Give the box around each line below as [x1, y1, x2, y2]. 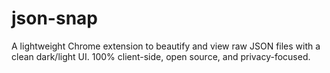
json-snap [11, 7, 98, 30]
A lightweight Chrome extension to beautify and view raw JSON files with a [11, 40, 321, 52]
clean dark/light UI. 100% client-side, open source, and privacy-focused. [11, 50, 311, 62]
